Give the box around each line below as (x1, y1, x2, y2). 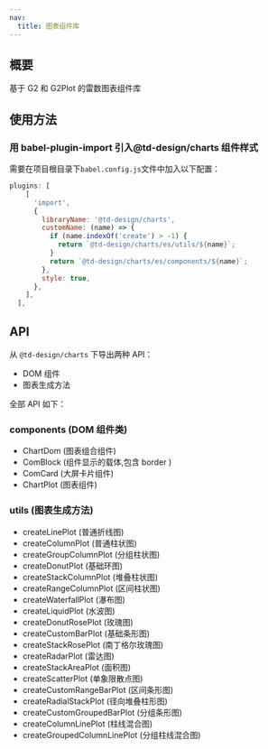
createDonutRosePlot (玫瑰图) (22, 616, 134, 627)
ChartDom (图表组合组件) (22, 446, 117, 457)
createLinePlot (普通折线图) (22, 526, 125, 537)
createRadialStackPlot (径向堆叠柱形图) (22, 696, 169, 707)
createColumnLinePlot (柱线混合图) (22, 718, 153, 729)
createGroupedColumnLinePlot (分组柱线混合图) (22, 729, 201, 740)
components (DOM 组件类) (9, 423, 128, 436)
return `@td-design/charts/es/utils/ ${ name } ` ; (57, 240, 236, 249)
